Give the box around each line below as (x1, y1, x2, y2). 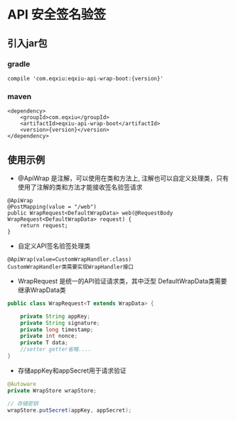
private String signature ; (20, 319, 100, 326)
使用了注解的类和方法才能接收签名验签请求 (17, 182, 143, 191)
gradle (7, 58, 31, 68)
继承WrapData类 (17, 286, 66, 294)
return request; (20, 222, 69, 229)
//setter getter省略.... (20, 346, 92, 353)
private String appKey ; (20, 313, 91, 320)
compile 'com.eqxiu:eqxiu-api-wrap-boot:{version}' (7, 75, 163, 82)
